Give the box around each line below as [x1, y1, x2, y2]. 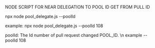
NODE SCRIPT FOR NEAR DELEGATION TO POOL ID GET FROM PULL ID [5, 4, 150, 10]
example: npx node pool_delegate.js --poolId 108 [5, 23, 103, 29]
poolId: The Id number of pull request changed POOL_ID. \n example [5, 32, 142, 38]
